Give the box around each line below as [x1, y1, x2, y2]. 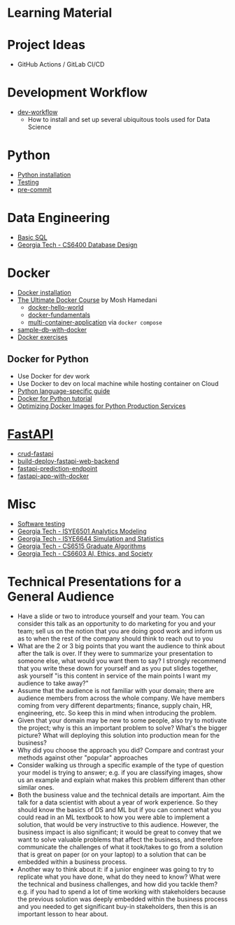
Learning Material [7, 5, 113, 21]
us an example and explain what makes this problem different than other [17, 776, 226, 784]
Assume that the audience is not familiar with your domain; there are [17, 686, 215, 694]
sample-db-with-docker [17, 325, 87, 334]
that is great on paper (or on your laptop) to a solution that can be [17, 850, 206, 858]
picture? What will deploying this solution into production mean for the [17, 731, 220, 739]
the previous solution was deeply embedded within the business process [17, 895, 228, 903]
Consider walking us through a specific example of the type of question [17, 760, 224, 769]
